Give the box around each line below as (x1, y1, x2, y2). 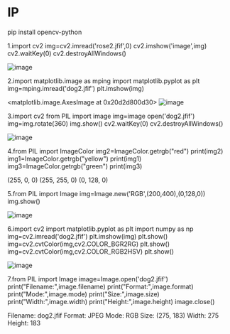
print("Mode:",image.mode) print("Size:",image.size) (7, 289, 160, 298)
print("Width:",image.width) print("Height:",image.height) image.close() (7, 297, 215, 306)
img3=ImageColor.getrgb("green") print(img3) (7, 161, 143, 171)
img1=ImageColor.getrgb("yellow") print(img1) (7, 154, 142, 163)
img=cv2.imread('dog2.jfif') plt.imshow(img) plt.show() (7, 232, 168, 240)
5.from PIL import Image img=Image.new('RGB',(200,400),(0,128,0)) (7, 189, 206, 198)
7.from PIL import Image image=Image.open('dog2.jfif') (7, 274, 169, 283)
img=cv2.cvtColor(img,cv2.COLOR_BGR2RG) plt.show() (7, 239, 170, 248)
